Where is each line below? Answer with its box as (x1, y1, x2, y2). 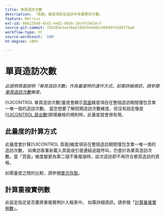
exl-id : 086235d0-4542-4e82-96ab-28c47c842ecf (5, 21, 102, 26)
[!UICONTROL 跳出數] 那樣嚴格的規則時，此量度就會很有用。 (5, 111, 126, 117)
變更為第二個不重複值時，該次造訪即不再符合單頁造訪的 (43, 153, 155, 159)
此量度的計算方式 (5, 128, 57, 136)
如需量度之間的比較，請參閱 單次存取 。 (5, 170, 82, 176)
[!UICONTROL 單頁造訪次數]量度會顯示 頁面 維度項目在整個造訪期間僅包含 (5, 99, 152, 105)
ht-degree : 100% (5, 39, 38, 44)
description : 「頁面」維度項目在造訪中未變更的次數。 (5, 12, 103, 17)
